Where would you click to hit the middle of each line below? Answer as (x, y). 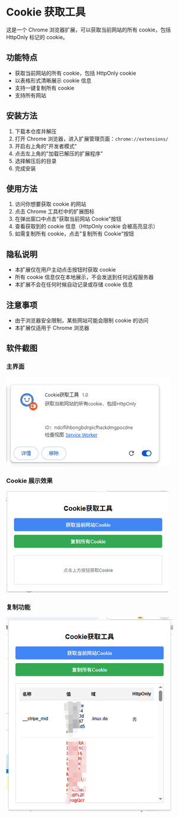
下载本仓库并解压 (36, 131)
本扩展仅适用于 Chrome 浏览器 (52, 328)
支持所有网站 (30, 95)
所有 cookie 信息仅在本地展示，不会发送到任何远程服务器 (84, 277)
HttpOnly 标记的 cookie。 (37, 37)
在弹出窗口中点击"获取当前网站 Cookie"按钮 (68, 219)
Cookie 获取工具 (46, 12)
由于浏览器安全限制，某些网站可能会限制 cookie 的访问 (81, 320)
